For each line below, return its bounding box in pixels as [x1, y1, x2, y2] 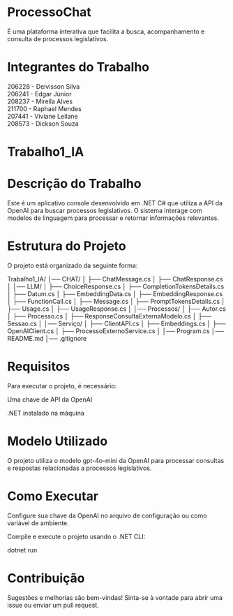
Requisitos [7, 359, 70, 374]
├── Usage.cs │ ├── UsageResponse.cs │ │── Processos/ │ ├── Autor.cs [7, 305, 227, 313]
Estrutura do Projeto [7, 238, 127, 254]
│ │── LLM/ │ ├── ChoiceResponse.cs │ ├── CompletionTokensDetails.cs [7, 282, 225, 291]
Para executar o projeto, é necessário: [7, 381, 117, 390]
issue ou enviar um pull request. [7, 601, 99, 609]
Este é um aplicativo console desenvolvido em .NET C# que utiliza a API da [7, 199, 223, 207]
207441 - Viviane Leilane [7, 112, 78, 120]
